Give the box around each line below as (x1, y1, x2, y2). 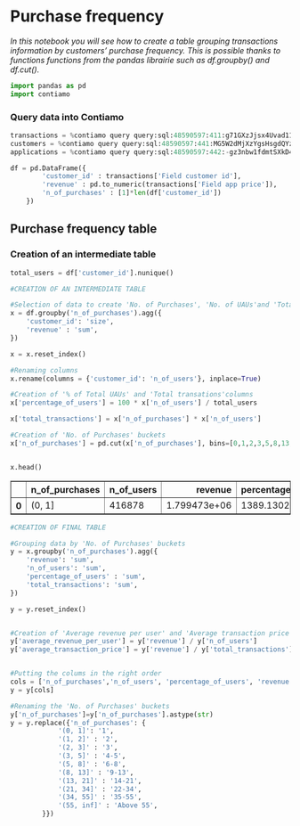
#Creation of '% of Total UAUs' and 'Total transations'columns (10, 390, 254, 399)
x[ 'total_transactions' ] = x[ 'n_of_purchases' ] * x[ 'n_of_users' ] (10, 414, 262, 424)
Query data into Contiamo (10, 110, 125, 123)
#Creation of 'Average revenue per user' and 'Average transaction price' (10, 628, 294, 638)
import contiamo (10, 89, 70, 99)
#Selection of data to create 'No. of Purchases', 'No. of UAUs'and (10, 300, 270, 309)
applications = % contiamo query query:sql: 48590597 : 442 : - (10, 147, 230, 157)
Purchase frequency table (10, 221, 158, 237)
